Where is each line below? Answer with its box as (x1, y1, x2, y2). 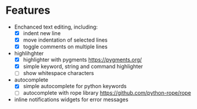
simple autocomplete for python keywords (23, 83, 127, 90)
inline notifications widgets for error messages (14, 96, 129, 103)
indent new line (23, 29, 61, 36)
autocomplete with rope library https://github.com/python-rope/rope (23, 89, 192, 96)
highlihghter (14, 50, 44, 57)
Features (5, 4, 51, 17)
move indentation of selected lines (23, 36, 108, 43)
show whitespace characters (23, 70, 95, 77)
